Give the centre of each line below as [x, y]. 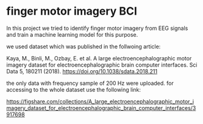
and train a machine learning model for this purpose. [72, 34]
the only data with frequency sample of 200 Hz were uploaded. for [90, 83]
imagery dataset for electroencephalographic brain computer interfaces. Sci [102, 65]
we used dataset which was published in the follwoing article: [84, 46]
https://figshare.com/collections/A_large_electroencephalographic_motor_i [100, 101]
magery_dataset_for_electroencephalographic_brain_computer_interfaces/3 [101, 108]
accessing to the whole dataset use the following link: [74, 89]
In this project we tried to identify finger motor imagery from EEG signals [97, 28]
